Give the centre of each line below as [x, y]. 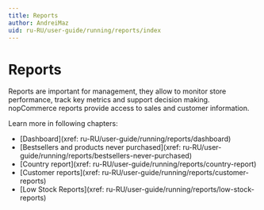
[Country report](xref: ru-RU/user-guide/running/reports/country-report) [138, 164]
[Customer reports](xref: [60, 173]
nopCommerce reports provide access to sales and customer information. [129, 109]
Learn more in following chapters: [63, 124]
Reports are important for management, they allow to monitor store [117, 91]
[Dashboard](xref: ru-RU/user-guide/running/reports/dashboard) [125, 139]
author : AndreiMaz [38, 23]
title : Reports [33, 15]
